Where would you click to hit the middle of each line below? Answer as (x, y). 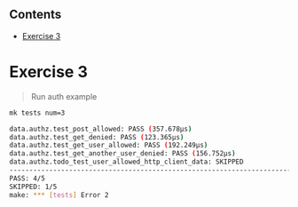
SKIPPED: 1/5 (33, 187)
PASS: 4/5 (27, 178)
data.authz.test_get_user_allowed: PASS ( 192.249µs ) (109, 146)
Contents (35, 15)
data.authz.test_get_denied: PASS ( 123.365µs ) (97, 137)
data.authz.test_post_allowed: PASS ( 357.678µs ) (101, 129)
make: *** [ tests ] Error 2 (59, 195)
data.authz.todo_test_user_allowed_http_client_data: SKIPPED (126, 162)
